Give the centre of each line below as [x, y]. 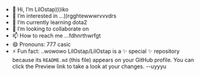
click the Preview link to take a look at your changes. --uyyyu [89, 66]
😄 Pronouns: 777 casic [42, 44]
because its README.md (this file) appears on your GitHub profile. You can [103, 60]
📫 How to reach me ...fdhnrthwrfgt [56, 36]
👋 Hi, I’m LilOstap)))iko [40, 9]
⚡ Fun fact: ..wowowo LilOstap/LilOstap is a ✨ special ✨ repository [96, 51]
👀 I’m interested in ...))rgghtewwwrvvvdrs [64, 16]
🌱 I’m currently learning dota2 [50, 22]
